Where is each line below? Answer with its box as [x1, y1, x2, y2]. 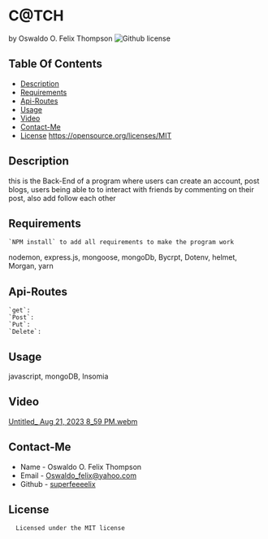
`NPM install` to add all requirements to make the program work [8, 239, 234, 247]
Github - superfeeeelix [19, 479, 96, 489]
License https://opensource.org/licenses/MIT [19, 130, 172, 140]
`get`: [8, 306, 31, 315]
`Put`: [8, 321, 31, 329]
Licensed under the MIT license [15, 524, 126, 532]
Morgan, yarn [8, 261, 54, 271]
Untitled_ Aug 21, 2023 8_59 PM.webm [8, 416, 138, 426]
